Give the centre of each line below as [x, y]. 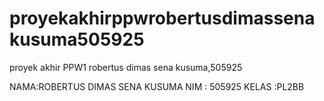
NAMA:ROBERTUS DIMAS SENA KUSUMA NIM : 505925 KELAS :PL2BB [157, 86]
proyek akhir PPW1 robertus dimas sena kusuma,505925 [126, 67]
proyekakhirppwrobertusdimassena [162, 18]
